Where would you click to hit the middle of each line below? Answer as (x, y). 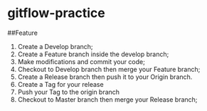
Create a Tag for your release (61, 84)
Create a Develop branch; (55, 46)
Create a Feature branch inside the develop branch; (93, 54)
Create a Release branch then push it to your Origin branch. (105, 77)
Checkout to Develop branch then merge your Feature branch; (109, 69)
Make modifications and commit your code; (81, 61)
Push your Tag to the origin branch (68, 92)
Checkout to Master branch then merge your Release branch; (107, 99)
